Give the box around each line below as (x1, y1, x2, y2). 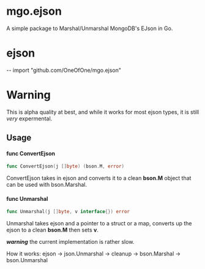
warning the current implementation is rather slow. (6, 238, 135, 246)
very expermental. (6, 115, 53, 122)
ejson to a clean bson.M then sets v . (6, 226, 99, 234)
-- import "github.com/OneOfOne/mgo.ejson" (6, 66, 121, 74)
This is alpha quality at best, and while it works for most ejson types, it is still (6, 108, 199, 115)
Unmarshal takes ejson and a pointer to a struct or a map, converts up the (6, 220, 192, 227)
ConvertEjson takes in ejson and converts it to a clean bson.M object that (6, 174, 192, 182)
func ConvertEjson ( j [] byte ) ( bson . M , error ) (6, 163, 124, 170)
